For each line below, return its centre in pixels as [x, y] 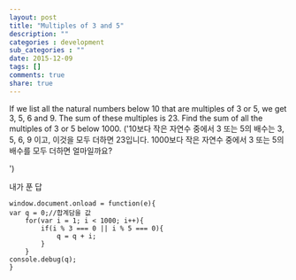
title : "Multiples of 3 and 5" [67, 26]
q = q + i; [76, 236]
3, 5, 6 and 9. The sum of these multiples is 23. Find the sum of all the [136, 118]
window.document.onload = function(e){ [83, 203]
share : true [31, 83]
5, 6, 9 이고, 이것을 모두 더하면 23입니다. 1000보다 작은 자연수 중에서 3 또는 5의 [147, 139]
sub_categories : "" [47, 51]
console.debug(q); [43, 259]
